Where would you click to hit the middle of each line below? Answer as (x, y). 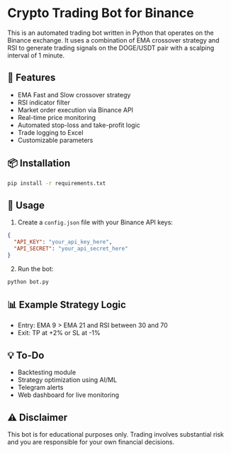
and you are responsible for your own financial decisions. (91, 442)
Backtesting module (47, 372)
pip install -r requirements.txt (57, 183)
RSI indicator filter (44, 102)
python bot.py (28, 282)
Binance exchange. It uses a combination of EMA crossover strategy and (113, 40)
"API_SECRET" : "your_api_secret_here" (71, 249)
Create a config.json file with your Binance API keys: (95, 222)
